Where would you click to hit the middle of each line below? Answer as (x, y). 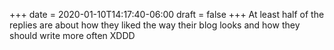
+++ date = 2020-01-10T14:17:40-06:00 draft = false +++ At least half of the (167, 14)
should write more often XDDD (72, 35)
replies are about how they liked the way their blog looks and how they (155, 25)
